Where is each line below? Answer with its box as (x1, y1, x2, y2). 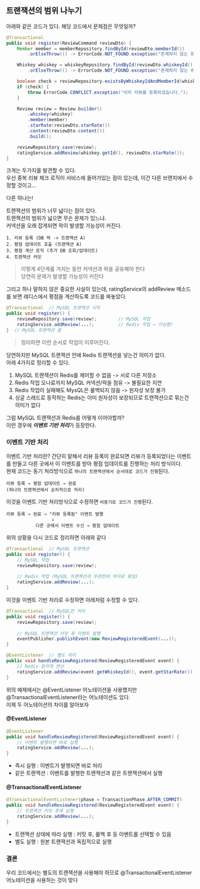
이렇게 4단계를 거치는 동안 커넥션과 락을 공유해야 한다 (20, 265, 145, 273)
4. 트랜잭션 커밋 (6, 254, 42, 260)
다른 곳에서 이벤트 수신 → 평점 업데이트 (35, 523, 120, 529)
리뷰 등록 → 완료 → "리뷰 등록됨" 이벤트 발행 (6, 511, 104, 518)
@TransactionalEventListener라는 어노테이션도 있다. (6, 693, 131, 700)
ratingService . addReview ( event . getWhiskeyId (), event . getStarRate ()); (17, 669, 196, 675)
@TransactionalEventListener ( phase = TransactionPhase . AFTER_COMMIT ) (6, 796, 183, 803)
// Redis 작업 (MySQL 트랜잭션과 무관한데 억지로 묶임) (17, 574, 139, 580)
